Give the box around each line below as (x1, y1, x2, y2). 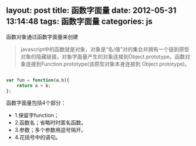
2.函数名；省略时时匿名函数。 (14, 119, 87, 126)
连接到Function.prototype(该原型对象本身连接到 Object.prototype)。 (25, 60, 190, 67)
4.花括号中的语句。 (14, 134, 61, 141)
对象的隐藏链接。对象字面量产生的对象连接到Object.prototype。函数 (20, 53, 185, 60)
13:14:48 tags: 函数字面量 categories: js (6, 16, 153, 26)
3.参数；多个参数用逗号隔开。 (14, 127, 87, 134)
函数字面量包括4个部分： (6, 99, 66, 107)
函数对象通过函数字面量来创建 (6, 33, 78, 40)
